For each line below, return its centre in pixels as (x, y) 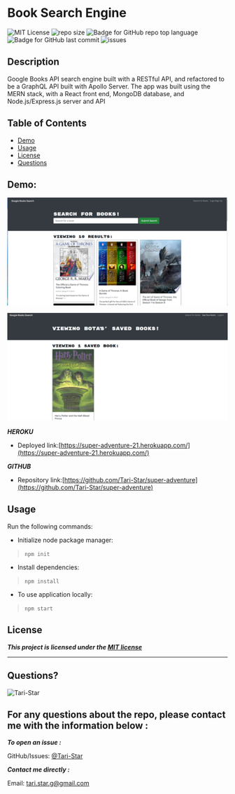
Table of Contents (47, 123)
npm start (39, 609)
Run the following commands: (50, 526)
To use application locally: (55, 594)
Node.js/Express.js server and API (56, 101)
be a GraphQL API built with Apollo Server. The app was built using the (109, 86)
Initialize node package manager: (65, 540)
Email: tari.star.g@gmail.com (48, 783)
